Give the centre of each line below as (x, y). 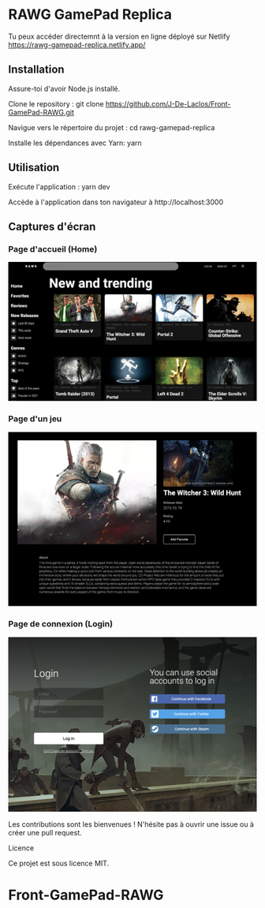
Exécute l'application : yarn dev (59, 186)
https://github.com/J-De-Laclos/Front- (168, 103)
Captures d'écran (52, 226)
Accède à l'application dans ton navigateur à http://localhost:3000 (116, 202)
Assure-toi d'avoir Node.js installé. (64, 88)
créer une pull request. (45, 832)
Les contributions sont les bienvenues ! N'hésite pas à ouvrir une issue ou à (131, 824)
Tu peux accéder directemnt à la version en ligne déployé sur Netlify (119, 36)
